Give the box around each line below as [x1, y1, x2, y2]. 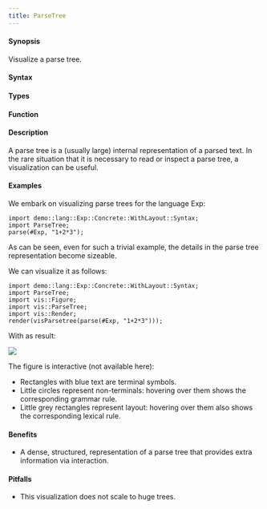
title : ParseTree [8, 11, 67, 20]
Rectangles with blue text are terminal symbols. [19, 378, 177, 387]
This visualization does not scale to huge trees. [19, 492, 176, 502]
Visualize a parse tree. [8, 54, 83, 64]
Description [8, 127, 49, 137]
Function [8, 109, 38, 119]
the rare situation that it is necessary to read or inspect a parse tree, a [8, 154, 239, 164]
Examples [8, 181, 42, 191]
